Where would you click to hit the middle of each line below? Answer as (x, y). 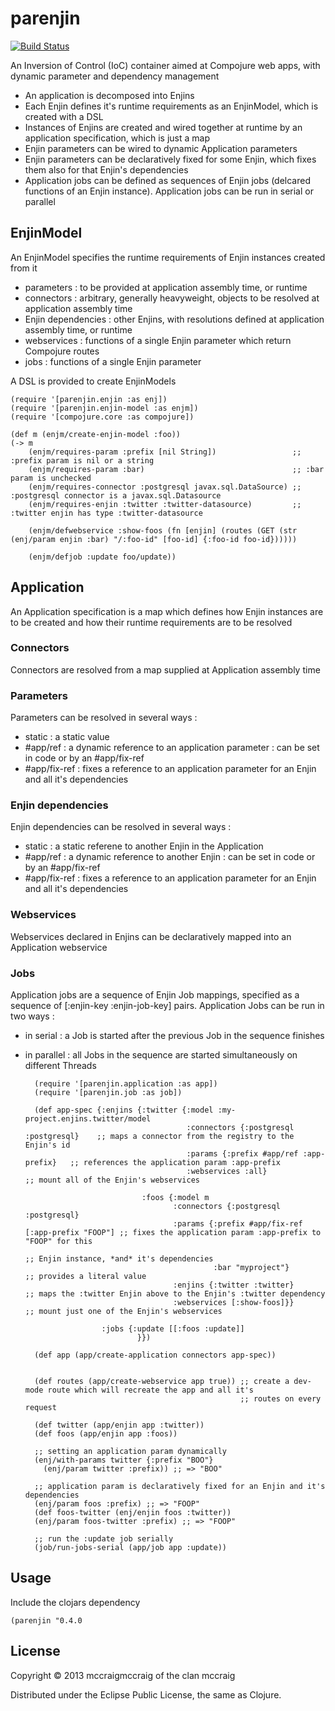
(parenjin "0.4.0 (46, 1620)
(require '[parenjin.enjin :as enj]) (89, 399)
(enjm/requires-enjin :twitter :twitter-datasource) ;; (165, 504)
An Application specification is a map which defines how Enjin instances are (167, 611)
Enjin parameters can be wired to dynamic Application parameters (161, 148)
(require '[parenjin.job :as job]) (108, 1093)
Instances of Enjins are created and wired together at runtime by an (163, 127)
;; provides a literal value (85, 1277)
